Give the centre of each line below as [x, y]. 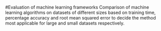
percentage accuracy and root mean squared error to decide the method [80, 18]
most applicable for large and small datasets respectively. [65, 23]
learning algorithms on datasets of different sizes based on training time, [80, 12]
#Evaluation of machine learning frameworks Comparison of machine [77, 7]
